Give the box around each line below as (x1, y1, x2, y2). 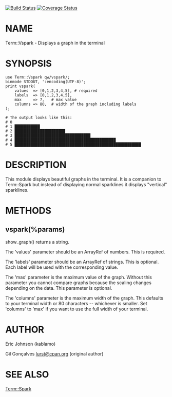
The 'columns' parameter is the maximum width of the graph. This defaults (5, 295, 163, 301)
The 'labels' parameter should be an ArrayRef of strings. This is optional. (5, 259, 159, 265)
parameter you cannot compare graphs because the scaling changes (5, 280, 151, 286)
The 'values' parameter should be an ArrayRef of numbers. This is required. (5, 249, 165, 255)
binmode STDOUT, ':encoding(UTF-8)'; (5, 79, 86, 84)
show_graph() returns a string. (5, 239, 69, 245)
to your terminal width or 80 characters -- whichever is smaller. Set (5, 300, 147, 306)
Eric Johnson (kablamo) (5, 341, 56, 347)
